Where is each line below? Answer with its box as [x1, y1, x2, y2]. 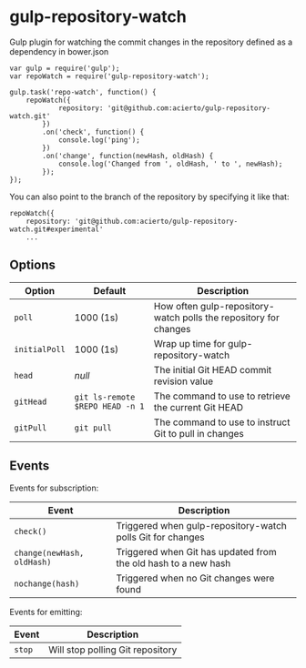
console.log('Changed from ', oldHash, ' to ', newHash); [57, 159, 283, 168]
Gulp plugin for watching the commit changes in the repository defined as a [9, 36, 293, 47]
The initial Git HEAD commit [153, 363, 272, 376]
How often [153, 299, 199, 312]
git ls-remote [74, 391, 136, 402]
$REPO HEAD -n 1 [74, 400, 145, 411]
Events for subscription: [9, 482, 99, 493]
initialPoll [14, 344, 66, 354]
